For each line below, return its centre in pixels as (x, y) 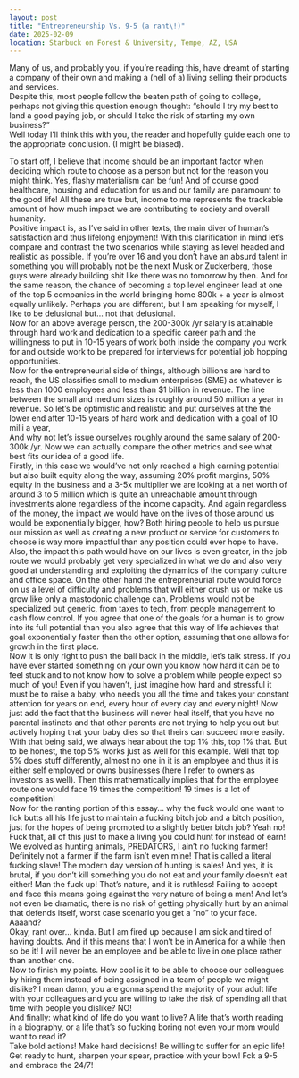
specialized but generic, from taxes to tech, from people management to (142, 609)
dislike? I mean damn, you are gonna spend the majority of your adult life (143, 989)
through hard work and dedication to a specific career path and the (133, 333)
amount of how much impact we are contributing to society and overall (139, 209)
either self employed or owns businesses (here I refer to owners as (133, 770)
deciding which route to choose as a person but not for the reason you (139, 171)
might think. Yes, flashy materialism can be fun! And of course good (134, 181)
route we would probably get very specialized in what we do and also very (146, 561)
